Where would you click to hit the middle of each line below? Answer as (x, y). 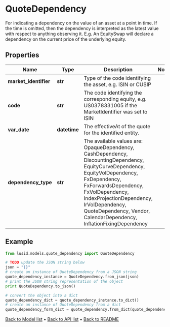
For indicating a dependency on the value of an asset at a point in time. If (81, 23)
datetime (68, 129)
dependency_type (30, 182)
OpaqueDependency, (109, 147)
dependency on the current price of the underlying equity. (66, 39)
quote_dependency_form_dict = (37, 310)
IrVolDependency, (105, 204)
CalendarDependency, (111, 217)
